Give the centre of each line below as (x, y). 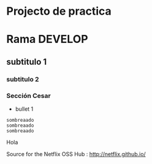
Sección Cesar (28, 95)
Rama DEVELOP (47, 39)
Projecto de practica (59, 11)
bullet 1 (24, 109)
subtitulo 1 (27, 61)
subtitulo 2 (23, 79)
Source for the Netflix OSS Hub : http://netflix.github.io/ (76, 154)
